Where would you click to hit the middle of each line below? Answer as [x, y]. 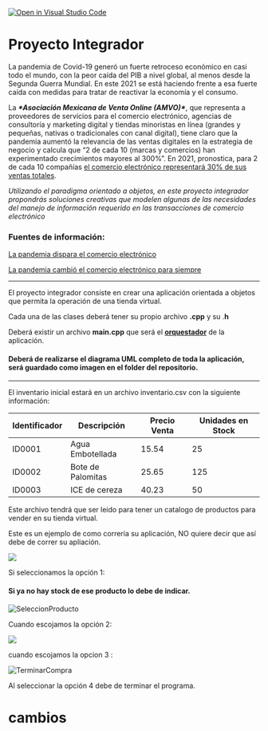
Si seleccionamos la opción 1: [57, 573]
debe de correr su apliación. [55, 542]
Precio [163, 421]
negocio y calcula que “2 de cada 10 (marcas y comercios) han [112, 150]
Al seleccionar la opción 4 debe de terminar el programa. [102, 686]
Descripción [102, 425]
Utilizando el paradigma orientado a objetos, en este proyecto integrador [128, 191]
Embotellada [94, 454]
